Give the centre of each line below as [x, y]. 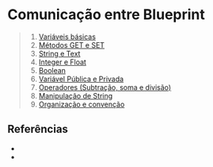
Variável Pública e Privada [81, 79]
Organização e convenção [82, 104]
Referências [38, 129]
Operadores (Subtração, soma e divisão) [105, 87]
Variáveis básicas [67, 37]
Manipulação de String [76, 95]
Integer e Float [62, 62]
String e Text [59, 53]
